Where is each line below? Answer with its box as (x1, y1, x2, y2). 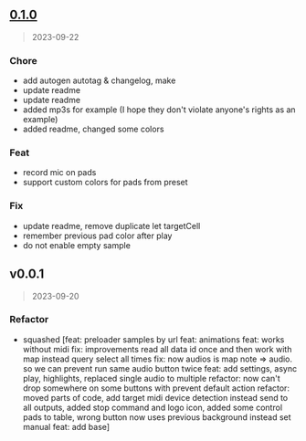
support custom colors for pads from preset (22, 177, 189, 188)
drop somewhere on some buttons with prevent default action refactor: (22, 383, 290, 394)
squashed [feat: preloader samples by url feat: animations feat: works (22, 333, 285, 345)
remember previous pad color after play (22, 230, 173, 241)
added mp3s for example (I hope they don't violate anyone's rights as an (22, 104, 296, 115)
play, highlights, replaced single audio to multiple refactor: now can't (22, 373, 280, 383)
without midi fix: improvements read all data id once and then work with (22, 343, 292, 354)
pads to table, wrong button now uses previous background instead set (22, 411, 291, 423)
